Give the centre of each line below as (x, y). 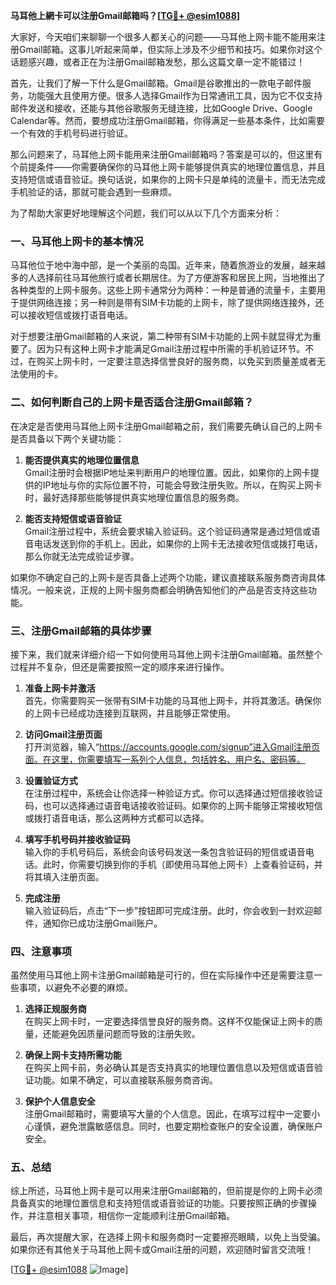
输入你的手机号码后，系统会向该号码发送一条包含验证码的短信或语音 (165, 851)
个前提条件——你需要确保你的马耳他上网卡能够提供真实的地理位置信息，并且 (168, 167)
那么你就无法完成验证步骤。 (82, 556)
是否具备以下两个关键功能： (67, 438)
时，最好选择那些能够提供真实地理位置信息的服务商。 (134, 497)
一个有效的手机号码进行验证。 (71, 133)
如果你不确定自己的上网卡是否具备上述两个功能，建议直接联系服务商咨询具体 (168, 577)
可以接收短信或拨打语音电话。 (71, 315)
